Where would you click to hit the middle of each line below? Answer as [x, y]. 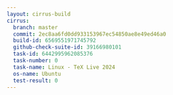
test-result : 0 [36, 80]
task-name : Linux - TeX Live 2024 [64, 67]
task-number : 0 [36, 61]
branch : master [36, 27]
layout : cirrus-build [39, 14]
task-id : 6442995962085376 [53, 54]
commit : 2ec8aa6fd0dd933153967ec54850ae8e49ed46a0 [90, 34]
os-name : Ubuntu [37, 74]
